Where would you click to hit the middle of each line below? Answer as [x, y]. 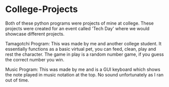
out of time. [17, 80]
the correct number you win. [35, 59]
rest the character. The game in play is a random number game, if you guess [84, 54]
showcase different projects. [35, 34]
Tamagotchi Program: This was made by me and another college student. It [83, 43]
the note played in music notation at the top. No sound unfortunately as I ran [84, 74]
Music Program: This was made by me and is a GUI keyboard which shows [83, 69]
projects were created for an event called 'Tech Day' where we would [77, 28]
